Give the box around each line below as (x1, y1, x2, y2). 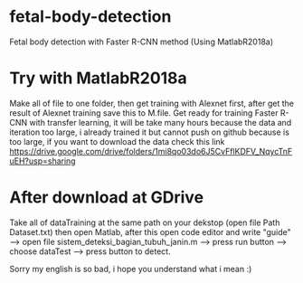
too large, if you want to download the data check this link (9, 136, 225, 146)
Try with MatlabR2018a (9, 68, 187, 89)
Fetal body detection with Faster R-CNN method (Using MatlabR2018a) (9, 36, 274, 47)
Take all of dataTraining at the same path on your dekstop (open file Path (9, 217, 280, 228)
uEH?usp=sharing (9, 156, 76, 166)
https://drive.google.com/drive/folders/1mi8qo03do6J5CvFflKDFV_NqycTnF (9, 146, 293, 156)
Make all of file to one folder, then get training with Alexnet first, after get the (9, 98, 294, 108)
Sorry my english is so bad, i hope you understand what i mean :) (9, 263, 252, 274)
